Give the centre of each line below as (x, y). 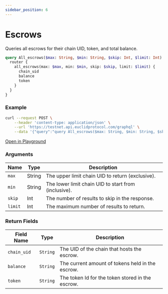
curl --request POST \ (29, 118)
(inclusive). (59, 190)
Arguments (19, 154)
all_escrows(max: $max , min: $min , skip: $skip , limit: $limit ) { (85, 67)
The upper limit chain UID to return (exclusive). (101, 175)
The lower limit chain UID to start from (90, 184)
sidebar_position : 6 (27, 10)
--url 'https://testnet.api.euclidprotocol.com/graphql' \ (77, 127)
